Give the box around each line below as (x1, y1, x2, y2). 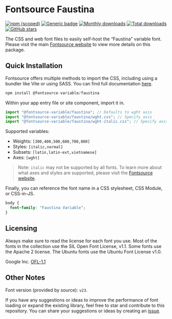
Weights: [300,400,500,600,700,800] (12, 138, 91, 144)
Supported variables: (5, 128, 50, 134)
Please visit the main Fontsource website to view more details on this (5, 41, 151, 47)
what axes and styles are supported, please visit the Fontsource (17, 170, 153, 176)
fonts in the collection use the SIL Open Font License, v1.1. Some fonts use (5, 243, 162, 249)
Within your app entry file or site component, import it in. (5, 100, 125, 106)
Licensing (5, 224, 37, 233)
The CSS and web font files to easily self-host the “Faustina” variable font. (5, 36, 162, 42)
